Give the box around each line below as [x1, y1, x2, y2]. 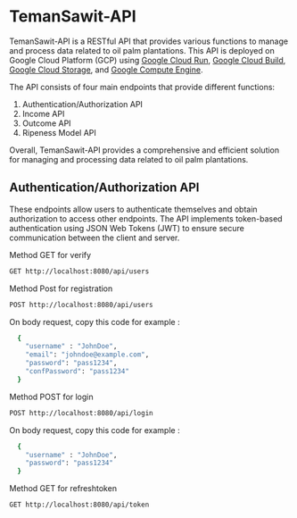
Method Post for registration [9, 283, 113, 294]
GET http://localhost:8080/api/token [9, 500, 150, 510]
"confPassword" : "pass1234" [25, 367, 129, 376]
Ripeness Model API [21, 127, 96, 138]
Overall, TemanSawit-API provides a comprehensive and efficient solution [9, 145, 280, 155]
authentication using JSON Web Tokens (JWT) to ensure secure [9, 222, 245, 233]
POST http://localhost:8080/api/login [9, 408, 153, 417]
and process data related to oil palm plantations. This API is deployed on [9, 45, 275, 55]
